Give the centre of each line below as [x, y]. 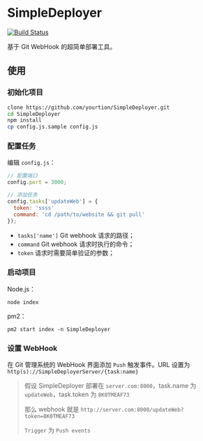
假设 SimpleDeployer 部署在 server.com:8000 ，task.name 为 [110, 386]
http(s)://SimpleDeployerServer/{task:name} [73, 372]
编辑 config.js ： [31, 163]
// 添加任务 [23, 195]
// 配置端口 [23, 176]
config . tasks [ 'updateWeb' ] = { [53, 202]
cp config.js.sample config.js [53, 127]
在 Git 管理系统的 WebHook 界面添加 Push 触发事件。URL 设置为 [99, 365]
